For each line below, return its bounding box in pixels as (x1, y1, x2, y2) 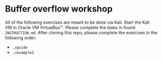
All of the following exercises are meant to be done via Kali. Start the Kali (5, 19, 150, 25)
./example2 (12, 50, 34, 55)
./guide (12, 45, 28, 50)
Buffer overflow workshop (5, 3, 113, 15)
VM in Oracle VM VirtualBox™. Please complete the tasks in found (5, 24, 135, 30)
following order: (5, 35, 37, 41)
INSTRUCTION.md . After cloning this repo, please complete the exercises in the (5, 30, 158, 35)
